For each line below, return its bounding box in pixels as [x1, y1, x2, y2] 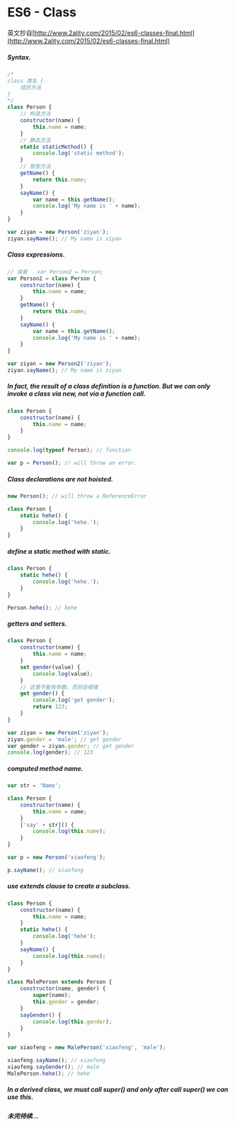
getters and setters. [7, 620, 67, 628]
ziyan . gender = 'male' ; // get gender [7, 735, 122, 743]
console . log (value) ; [33, 670, 93, 677]
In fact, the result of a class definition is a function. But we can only [7, 382, 211, 391]
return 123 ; [33, 703, 69, 710]
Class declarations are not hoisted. [7, 474, 113, 483]
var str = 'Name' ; [7, 782, 62, 789]
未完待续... [7, 1111, 39, 1120]
